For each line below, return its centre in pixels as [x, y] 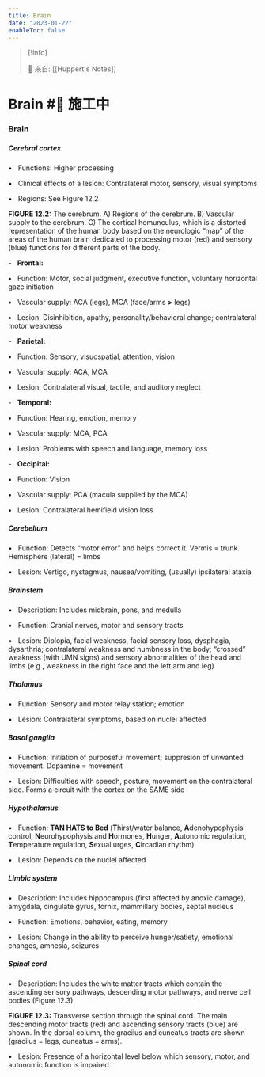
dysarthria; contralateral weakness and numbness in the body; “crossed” [127, 649]
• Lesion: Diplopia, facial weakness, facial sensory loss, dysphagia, [119, 641]
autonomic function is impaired [59, 1065]
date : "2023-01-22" [40, 23]
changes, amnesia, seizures [54, 946]
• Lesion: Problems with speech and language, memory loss [108, 449]
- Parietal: [27, 341]
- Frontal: [26, 263]
